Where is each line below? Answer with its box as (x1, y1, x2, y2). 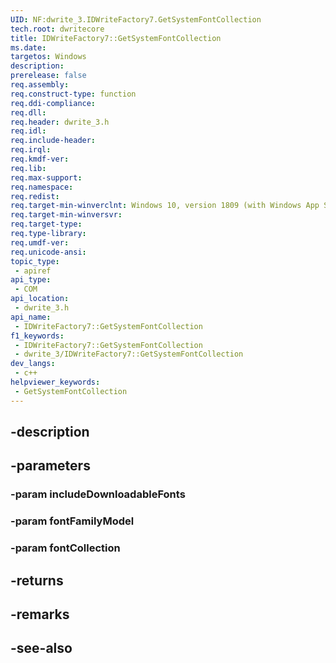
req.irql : (10, 145, 52, 155)
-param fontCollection (10, 541, 121, 555)
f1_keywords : (10, 331, 65, 341)
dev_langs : (10, 359, 56, 369)
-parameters (10, 457, 91, 475)
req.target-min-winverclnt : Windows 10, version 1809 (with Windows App (10, 201, 320, 211)
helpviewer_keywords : (10, 377, 101, 387)
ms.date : (10, 42, 47, 53)
